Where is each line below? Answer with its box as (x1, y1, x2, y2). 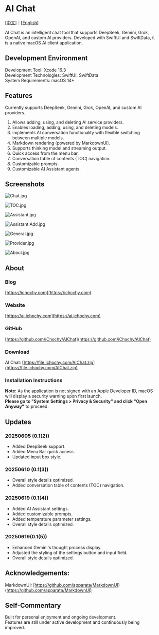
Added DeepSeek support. (12, 443, 66, 449)
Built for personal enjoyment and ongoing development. (5, 614, 117, 620)
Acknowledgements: (5, 569, 70, 577)
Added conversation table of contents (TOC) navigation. (12, 482, 124, 488)
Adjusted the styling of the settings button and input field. (12, 550, 128, 555)
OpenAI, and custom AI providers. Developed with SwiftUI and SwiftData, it (5, 35, 155, 41)
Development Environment (5, 54, 88, 63)
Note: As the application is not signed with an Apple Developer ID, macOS (5, 388, 153, 394)
